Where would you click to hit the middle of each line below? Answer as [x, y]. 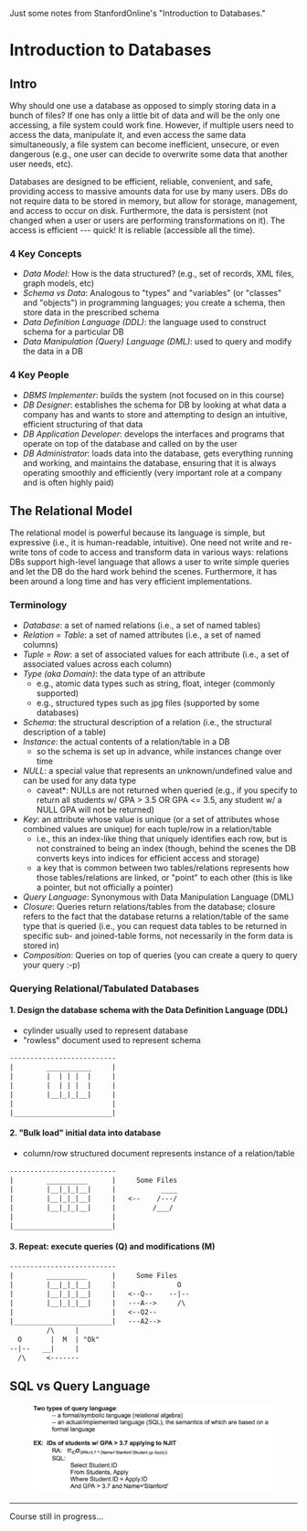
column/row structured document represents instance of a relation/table [159, 1154]
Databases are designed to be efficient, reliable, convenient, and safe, [141, 181]
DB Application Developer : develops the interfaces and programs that [153, 434]
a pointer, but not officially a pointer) [105, 887]
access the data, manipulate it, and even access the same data [128, 135]
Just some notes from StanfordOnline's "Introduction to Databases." [138, 13]
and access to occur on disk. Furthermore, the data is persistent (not [139, 211]
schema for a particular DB [73, 332]
